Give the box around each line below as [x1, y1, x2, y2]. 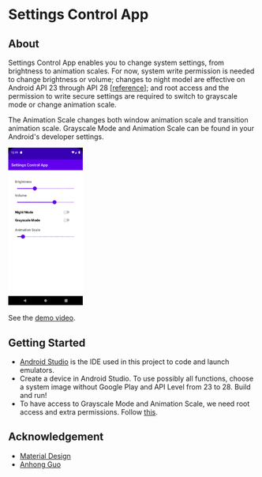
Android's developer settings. [8, 132, 104, 141]
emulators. [19, 366, 55, 375]
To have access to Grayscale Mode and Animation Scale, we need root [19, 399, 250, 408]
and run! [19, 391, 47, 400]
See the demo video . [8, 314, 76, 323]
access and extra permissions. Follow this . [19, 408, 158, 417]
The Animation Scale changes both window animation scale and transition [8, 115, 249, 124]
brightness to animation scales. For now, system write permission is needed [8, 66, 255, 76]
